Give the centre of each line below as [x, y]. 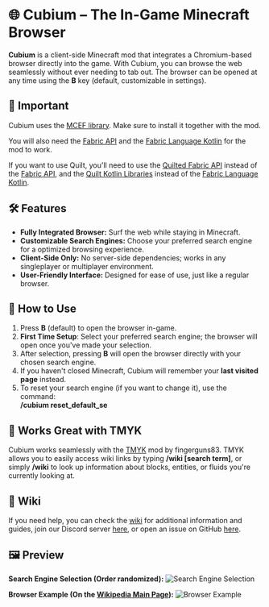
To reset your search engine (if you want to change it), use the [124, 388]
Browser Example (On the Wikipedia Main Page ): [91, 594]
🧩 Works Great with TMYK [75, 430]
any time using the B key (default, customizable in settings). [108, 80]
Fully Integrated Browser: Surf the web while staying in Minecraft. [130, 232]
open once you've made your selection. [86, 345]
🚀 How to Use [42, 308]
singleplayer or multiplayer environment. [87, 266]
